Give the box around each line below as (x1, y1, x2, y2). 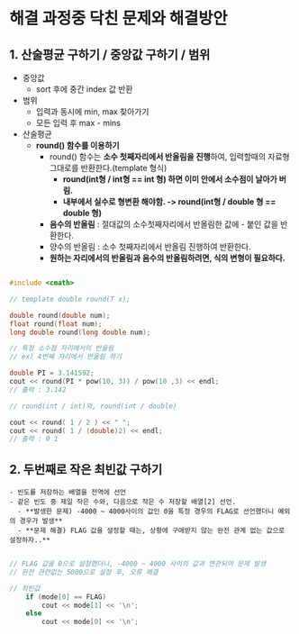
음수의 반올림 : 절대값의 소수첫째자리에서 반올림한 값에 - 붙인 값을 (49, 219, 279, 230)
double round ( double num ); (9, 311, 111, 320)
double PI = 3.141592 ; (9, 368, 95, 378)
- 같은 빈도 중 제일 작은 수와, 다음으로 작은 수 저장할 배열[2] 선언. (9, 497, 237, 507)
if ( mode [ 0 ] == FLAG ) (25, 592, 106, 602)
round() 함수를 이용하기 (35, 140, 120, 150)
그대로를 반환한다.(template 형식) (49, 163, 168, 173)
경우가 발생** (19, 517, 63, 526)
